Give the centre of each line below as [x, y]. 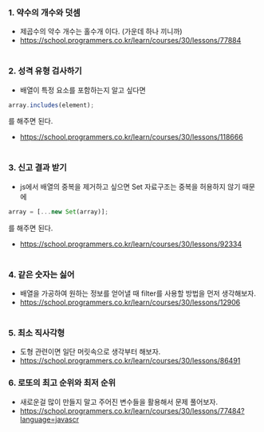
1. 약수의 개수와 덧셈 [45, 12]
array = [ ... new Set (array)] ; [59, 212]
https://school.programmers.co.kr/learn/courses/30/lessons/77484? [132, 410]
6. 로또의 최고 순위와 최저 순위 [62, 383]
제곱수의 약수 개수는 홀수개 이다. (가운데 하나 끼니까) [101, 31]
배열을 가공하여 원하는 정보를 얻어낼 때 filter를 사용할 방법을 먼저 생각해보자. [138, 293]
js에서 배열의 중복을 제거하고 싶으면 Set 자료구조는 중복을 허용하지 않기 [130, 187]
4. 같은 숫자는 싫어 [41, 274]
